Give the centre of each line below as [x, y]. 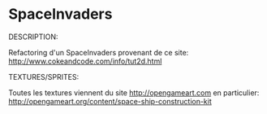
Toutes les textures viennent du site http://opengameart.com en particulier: [134, 92]
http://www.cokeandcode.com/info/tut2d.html [85, 61]
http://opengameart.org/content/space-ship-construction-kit [110, 101]
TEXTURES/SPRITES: [44, 77]
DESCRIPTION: [33, 37]
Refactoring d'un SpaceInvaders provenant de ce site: [99, 52]
